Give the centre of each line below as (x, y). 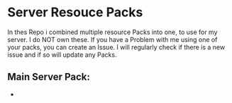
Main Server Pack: (49, 77)
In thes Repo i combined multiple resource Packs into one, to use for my (112, 32)
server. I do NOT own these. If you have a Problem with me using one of (112, 39)
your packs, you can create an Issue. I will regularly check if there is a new (116, 47)
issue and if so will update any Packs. (62, 55)
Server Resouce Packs (75, 12)
